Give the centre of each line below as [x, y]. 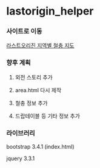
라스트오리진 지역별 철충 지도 [40, 45]
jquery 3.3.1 [21, 158]
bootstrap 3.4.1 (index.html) [40, 147]
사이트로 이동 [24, 32]
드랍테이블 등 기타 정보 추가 [48, 116]
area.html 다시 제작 [38, 90]
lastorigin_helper [50, 11]
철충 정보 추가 [31, 103]
